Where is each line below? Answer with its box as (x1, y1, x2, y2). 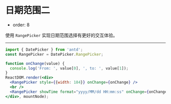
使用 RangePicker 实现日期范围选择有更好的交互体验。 (5, 32, 118, 38)
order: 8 (12, 21, 30, 28)
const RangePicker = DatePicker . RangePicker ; (5, 52, 103, 57)
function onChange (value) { (5, 61, 65, 66)
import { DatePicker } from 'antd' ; (5, 47, 83, 52)
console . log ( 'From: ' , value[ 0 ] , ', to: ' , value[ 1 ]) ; (10, 65, 129, 71)
